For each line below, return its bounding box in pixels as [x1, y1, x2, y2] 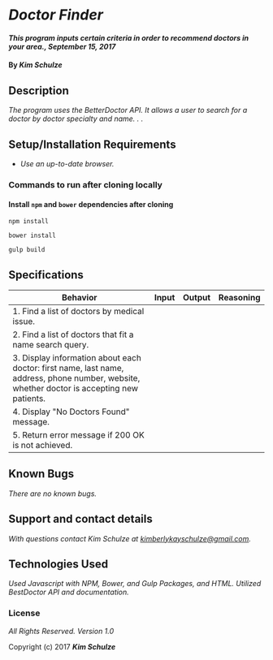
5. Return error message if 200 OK [12, 429, 145, 440]
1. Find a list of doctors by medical [12, 305, 145, 317]
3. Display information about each [12, 352, 142, 363]
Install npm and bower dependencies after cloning [8, 199, 174, 209]
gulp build [8, 246, 45, 254]
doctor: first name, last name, [12, 362, 124, 373]
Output [182, 291, 211, 303]
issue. [12, 315, 35, 326]
